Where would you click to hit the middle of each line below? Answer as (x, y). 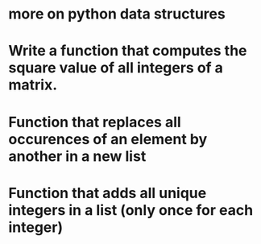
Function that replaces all (95, 122)
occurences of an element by (108, 139)
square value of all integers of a (116, 68)
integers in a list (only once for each (131, 210)
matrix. (33, 85)
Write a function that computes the (128, 51)
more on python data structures (117, 14)
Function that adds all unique (108, 193)
